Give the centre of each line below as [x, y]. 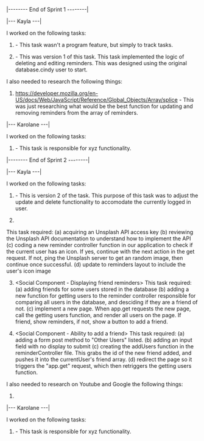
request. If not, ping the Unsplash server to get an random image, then [95, 258]
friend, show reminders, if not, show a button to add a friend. [92, 321]
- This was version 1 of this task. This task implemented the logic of [100, 57]
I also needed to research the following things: [65, 81]
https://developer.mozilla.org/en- [57, 93]
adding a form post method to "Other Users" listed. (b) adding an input [104, 340]
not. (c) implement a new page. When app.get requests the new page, [103, 309]
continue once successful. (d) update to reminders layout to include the [96, 264]
